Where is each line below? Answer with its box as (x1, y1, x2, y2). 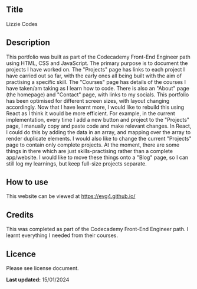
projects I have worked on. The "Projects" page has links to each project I (6, 66, 185, 73)
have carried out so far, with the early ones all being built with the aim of (6, 72, 182, 79)
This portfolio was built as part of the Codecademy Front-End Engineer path (6, 53, 191, 60)
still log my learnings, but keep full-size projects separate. (6, 160, 147, 167)
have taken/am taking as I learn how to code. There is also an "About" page (6, 85, 190, 92)
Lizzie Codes (6, 20, 38, 27)
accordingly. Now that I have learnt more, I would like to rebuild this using (6, 103, 185, 111)
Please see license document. (6, 265, 79, 272)
